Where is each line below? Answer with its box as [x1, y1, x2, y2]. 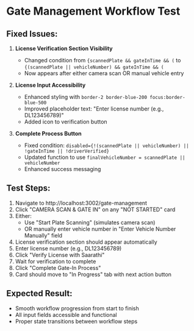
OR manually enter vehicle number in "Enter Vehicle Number [24, 225, 176, 233]
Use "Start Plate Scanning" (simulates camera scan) [24, 219, 156, 226]
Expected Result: [6, 288, 73, 299]
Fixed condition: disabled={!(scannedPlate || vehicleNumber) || [24, 142, 189, 149]
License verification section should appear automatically [15, 238, 157, 246]
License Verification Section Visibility [15, 45, 113, 52]
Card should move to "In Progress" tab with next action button [15, 271, 172, 278]
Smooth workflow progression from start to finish [15, 304, 139, 312]
